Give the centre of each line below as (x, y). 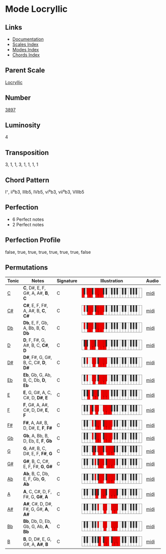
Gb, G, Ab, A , (36, 526)
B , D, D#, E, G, (37, 539)
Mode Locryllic (36, 9)
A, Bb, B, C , (34, 328)
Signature (67, 281)
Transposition (27, 152)
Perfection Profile (33, 240)
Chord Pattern (27, 180)
